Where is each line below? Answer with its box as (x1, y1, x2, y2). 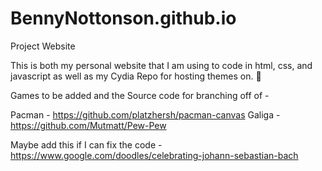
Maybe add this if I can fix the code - (10, 138, 163, 151)
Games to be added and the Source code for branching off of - (10, 89, 270, 101)
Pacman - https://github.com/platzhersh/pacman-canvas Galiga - (10, 108, 281, 121)
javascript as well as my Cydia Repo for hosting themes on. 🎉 (10, 70, 262, 82)
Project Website (10, 40, 76, 52)
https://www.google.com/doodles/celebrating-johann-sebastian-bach (10, 149, 299, 161)
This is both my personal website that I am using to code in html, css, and (10, 59, 313, 71)
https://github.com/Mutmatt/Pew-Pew (10, 119, 167, 131)
